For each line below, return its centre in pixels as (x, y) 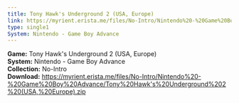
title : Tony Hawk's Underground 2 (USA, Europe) (81, 14)
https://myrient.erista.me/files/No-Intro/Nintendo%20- (121, 77)
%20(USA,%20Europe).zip (47, 92)
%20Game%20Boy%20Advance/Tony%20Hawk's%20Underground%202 (117, 84)
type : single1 (28, 27)
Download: (24, 77)
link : (15, 21)
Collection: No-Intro (37, 69)
